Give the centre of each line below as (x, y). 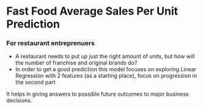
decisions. (19, 100)
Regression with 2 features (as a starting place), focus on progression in (106, 76)
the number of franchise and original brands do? (76, 63)
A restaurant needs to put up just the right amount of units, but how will (105, 57)
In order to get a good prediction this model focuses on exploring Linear (106, 69)
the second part (35, 82)
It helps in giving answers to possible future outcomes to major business (98, 94)
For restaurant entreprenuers (50, 43)
